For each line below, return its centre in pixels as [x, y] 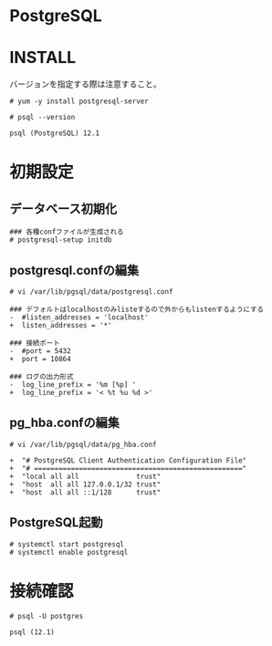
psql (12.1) [32, 632]
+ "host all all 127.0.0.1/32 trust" [85, 484]
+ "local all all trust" [85, 476]
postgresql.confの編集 [74, 270]
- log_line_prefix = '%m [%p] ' [73, 384]
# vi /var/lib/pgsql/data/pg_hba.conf [83, 444]
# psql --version [42, 118]
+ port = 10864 [40, 359]
